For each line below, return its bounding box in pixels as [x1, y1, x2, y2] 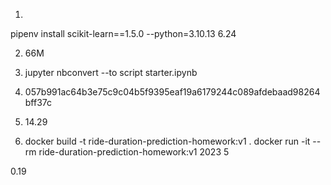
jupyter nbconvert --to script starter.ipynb [24, 67, 198, 78]
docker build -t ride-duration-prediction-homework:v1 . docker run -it [24, 135, 311, 147]
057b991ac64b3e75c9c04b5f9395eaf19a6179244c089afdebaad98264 [24, 86, 321, 98]
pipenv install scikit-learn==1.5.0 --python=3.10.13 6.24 [10, 28, 237, 39]
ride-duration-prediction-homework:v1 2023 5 [38, 146, 230, 158]
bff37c [24, 97, 53, 108]
